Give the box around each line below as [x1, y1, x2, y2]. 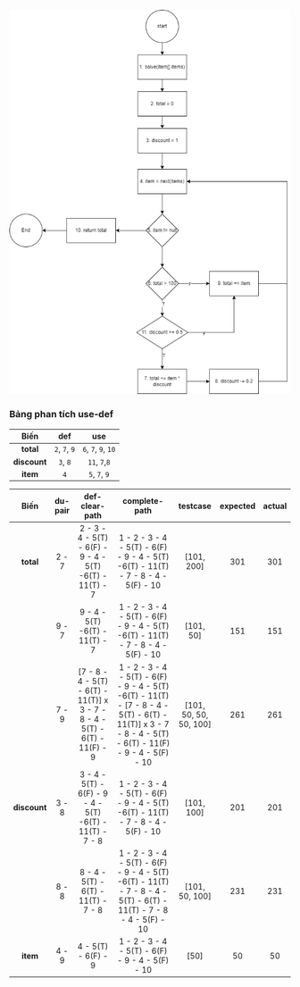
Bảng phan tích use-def [9, 408, 114, 421]
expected [220, 500, 256, 511]
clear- [80, 500, 105, 511]
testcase [178, 500, 212, 511]
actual [262, 500, 287, 511]
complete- [122, 496, 164, 506]
